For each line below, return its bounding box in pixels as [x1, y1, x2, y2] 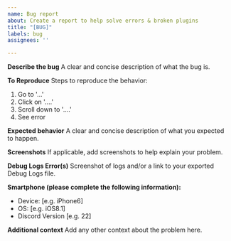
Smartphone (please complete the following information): [7, 183, 181, 192]
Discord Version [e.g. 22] [17, 212, 92, 220]
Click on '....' [17, 97, 54, 107]
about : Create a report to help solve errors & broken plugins [7, 17, 199, 24]
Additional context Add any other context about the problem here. [7, 225, 203, 235]
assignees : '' [7, 37, 50, 44]
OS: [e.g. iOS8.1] [17, 204, 66, 213]
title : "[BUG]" [7, 23, 53, 31]
